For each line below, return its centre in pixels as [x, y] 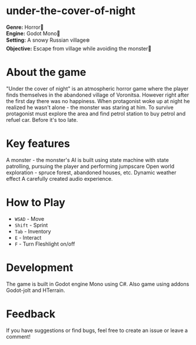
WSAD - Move [29, 218]
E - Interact [28, 237]
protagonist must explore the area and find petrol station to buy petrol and [96, 114]
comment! [18, 336]
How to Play [36, 203]
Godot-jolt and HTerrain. [36, 290]
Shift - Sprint [31, 225]
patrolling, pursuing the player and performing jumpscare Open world [90, 166]
